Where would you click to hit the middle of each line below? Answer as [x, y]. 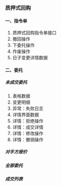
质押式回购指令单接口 [34, 33]
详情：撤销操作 [28, 139]
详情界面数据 [25, 114]
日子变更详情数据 [30, 58]
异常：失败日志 [28, 108]
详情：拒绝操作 [28, 121]
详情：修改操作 [28, 133]
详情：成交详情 [28, 127]
